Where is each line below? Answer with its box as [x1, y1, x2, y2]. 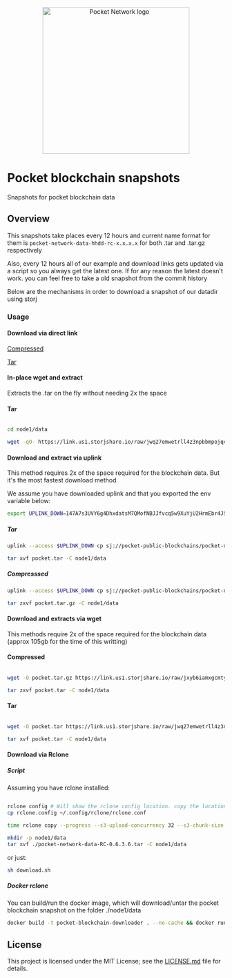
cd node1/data [7, 426, 48, 433]
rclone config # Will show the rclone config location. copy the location [7, 803, 227, 810]
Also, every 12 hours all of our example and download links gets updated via [7, 259, 224, 268]
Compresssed [7, 569, 48, 578]
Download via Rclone [7, 750, 69, 759]
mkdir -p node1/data [7, 834, 67, 841]
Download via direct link [7, 329, 78, 338]
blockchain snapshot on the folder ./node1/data [7, 906, 142, 915]
